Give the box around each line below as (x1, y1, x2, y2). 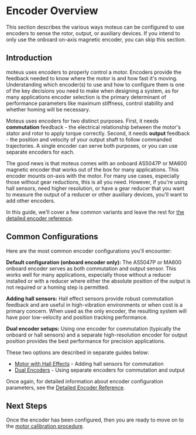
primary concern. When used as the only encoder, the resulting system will (6, 307, 187, 314)
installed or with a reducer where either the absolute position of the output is (6, 277, 191, 284)
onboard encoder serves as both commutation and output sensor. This (6, 265, 177, 272)
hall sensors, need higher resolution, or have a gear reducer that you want (6, 185, 185, 192)
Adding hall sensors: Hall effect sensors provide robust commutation (6, 295, 174, 302)
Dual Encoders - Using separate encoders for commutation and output (14, 366, 185, 373)
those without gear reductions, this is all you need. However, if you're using (6, 178, 188, 185)
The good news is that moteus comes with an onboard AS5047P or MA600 (6, 159, 187, 166)
